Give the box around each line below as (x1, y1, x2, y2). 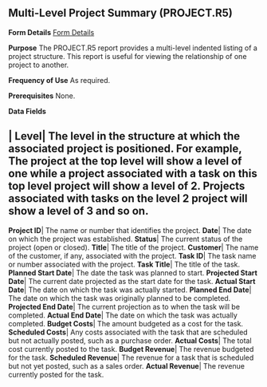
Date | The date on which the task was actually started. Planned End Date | (8, 285, 252, 294)
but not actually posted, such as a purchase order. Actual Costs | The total (8, 335, 253, 346)
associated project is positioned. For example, (8, 142, 242, 156)
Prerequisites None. (8, 91, 76, 101)
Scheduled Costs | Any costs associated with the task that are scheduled (8, 327, 249, 337)
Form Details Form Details (8, 27, 95, 37)
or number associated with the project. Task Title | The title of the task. (8, 259, 241, 269)
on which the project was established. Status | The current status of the (8, 234, 243, 243)
